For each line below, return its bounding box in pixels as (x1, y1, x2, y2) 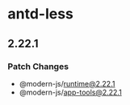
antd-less (7, 5, 74, 23)
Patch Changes (7, 61, 69, 72)
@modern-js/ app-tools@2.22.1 (19, 87, 122, 97)
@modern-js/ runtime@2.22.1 (19, 79, 115, 88)
